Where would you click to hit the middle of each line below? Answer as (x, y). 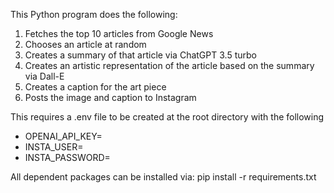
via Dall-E (44, 76)
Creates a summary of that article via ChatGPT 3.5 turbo (140, 55)
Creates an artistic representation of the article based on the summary (169, 65)
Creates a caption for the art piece (95, 87)
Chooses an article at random (85, 44)
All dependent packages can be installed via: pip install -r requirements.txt (163, 177)
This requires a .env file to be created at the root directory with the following (167, 117)
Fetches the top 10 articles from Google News (119, 33)
